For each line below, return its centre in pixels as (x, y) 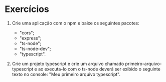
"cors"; (27, 32)
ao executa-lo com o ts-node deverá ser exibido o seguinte (99, 69)
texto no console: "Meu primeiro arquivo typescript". (66, 74)
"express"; (30, 38)
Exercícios (27, 9)
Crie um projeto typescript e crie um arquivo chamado (68, 63)
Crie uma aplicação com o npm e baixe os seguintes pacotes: (75, 23)
